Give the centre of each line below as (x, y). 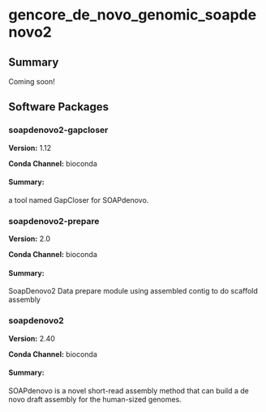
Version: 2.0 (30, 239)
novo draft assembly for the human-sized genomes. (95, 399)
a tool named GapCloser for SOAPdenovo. (79, 200)
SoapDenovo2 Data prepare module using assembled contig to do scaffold (133, 291)
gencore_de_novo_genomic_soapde (133, 15)
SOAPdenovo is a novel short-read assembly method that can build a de (129, 390)
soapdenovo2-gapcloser (58, 130)
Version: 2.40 (32, 338)
